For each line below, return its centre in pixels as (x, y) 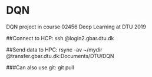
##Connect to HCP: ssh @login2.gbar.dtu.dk (60, 38)
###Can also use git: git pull (40, 67)
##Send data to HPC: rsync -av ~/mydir (54, 49)
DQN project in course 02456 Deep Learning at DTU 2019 (76, 27)
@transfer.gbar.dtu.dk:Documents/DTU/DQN (60, 56)
